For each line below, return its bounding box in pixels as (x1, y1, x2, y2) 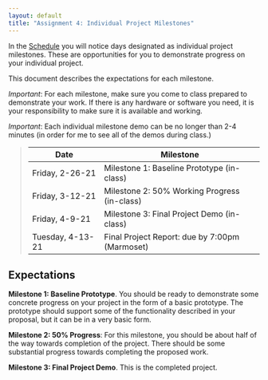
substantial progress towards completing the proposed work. (8, 347, 209, 357)
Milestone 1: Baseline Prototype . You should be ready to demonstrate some (8, 289, 259, 299)
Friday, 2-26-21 (31, 167, 97, 178)
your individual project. (8, 57, 84, 68)
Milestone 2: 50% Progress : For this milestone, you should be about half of (8, 331, 258, 340)
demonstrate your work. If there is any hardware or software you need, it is (8, 97, 254, 107)
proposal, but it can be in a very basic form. (8, 315, 152, 324)
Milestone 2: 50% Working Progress (104, 185, 240, 196)
